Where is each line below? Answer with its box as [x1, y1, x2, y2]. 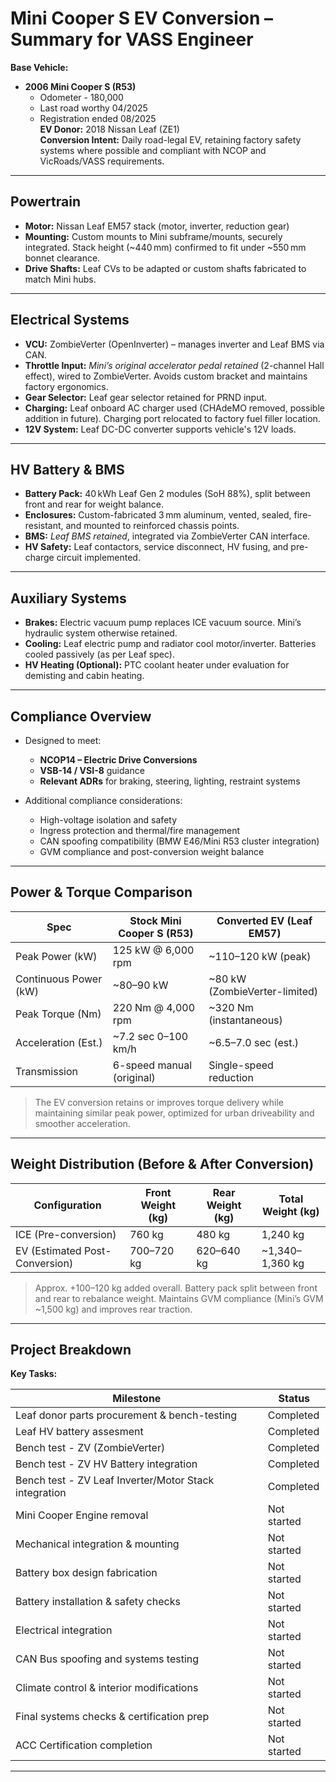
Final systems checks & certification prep [15, 1710, 210, 1724]
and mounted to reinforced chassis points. [65, 520, 240, 532]
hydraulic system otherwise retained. [24, 627, 178, 639]
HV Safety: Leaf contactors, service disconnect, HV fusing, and [24, 541, 289, 553]
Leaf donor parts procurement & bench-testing [15, 1408, 238, 1422]
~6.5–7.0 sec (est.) [208, 1035, 299, 1049]
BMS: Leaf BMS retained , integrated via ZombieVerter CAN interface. [24, 530, 311, 542]
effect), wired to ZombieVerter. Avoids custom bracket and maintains [24, 370, 308, 382]
